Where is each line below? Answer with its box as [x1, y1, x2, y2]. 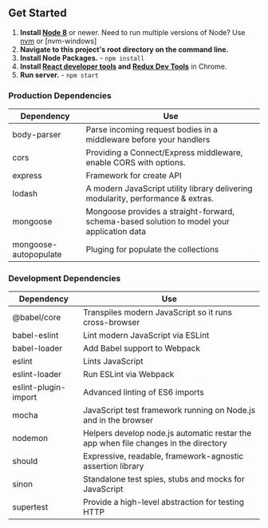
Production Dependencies [8, 89, 112, 101]
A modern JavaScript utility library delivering [85, 183, 253, 194]
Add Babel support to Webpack [82, 343, 201, 354]
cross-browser [82, 317, 140, 328]
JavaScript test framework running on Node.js [82, 405, 256, 416]
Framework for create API [85, 170, 182, 181]
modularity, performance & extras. [85, 193, 214, 204]
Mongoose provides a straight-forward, [85, 206, 235, 217]
